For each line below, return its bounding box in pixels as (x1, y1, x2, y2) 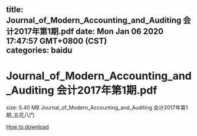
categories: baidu (6, 46, 73, 56)
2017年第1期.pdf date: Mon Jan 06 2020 (14, 27, 164, 37)
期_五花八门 (6, 112, 35, 119)
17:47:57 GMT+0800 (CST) (6, 36, 107, 46)
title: (6, 5, 24, 15)
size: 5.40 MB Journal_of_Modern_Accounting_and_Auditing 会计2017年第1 (6, 104, 188, 111)
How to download (6, 124, 49, 131)
